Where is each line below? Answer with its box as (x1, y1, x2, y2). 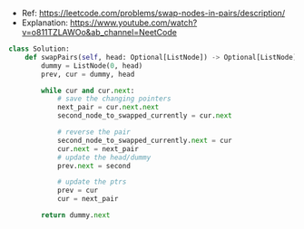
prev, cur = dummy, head (41, 70, 135, 79)
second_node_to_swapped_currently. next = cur (56, 136, 232, 145)
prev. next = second (56, 161, 131, 170)
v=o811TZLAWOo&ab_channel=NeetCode (21, 27, 178, 37)
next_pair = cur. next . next (56, 103, 160, 112)
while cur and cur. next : (41, 86, 135, 95)
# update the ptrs (56, 177, 127, 186)
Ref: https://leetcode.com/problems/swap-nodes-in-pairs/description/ (21, 8, 286, 18)
